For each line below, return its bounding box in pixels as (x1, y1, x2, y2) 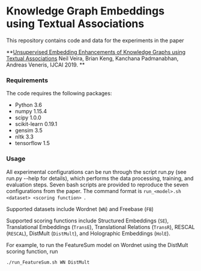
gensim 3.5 (14, 127, 43, 134)
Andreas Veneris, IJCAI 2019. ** (6, 61, 85, 68)
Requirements (6, 76, 49, 85)
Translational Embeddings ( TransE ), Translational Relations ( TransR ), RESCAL (6, 223, 195, 230)
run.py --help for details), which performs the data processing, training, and (6, 174, 194, 182)
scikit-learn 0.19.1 (14, 121, 58, 128)
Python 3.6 (14, 101, 42, 109)
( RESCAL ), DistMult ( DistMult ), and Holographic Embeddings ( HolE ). (6, 230, 171, 237)
